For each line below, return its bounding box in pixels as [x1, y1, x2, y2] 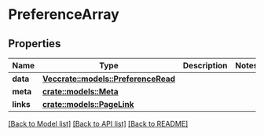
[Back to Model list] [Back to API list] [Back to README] [8, 119, 189, 128]
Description [182, 61, 228, 71]
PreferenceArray [8, 6, 119, 24]
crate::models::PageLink [42, 99, 135, 109]
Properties [8, 37, 61, 50]
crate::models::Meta [42, 86, 119, 97]
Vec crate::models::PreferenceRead [42, 73, 175, 84]
